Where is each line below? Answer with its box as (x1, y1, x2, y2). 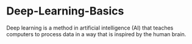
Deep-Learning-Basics (6, 4, 124, 18)
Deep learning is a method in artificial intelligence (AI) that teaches (6, 24, 174, 31)
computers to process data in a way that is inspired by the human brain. (6, 30, 187, 37)
